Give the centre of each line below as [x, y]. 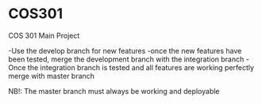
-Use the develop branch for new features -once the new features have [125, 50]
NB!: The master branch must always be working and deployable [114, 91]
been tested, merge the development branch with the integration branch [126, 59]
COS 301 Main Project [44, 35]
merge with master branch [52, 76]
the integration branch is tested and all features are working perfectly [141, 67]
